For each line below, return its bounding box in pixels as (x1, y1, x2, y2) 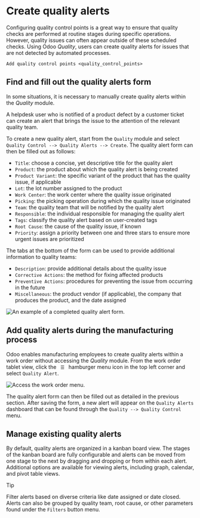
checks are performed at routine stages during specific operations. (6, 30, 171, 37)
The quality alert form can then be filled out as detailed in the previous (6, 393, 179, 400)
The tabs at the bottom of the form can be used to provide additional (6, 246, 175, 254)
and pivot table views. (6, 470, 60, 477)
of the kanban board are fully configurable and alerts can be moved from (6, 451, 186, 458)
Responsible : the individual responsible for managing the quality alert (14, 210, 185, 217)
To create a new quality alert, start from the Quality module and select (6, 135, 180, 142)
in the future (14, 283, 45, 291)
